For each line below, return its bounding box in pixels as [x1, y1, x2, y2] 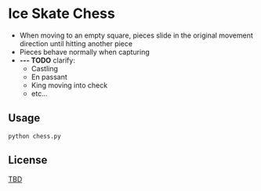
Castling [31, 63, 59, 73]
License [8, 153, 48, 167]
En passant [31, 72, 68, 81]
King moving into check [31, 80, 108, 90]
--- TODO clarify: [19, 56, 76, 65]
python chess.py [8, 132, 61, 140]
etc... [31, 88, 49, 98]
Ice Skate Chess [8, 5, 115, 23]
